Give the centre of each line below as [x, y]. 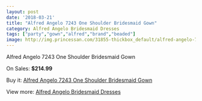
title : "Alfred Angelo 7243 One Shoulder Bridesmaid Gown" [82, 23]
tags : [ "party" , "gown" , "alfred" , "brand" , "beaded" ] [71, 34]
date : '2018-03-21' [31, 17]
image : [14, 40]
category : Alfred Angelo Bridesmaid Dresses [63, 29]
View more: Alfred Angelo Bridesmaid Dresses [64, 92]
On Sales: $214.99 [29, 69]
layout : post [23, 12]
